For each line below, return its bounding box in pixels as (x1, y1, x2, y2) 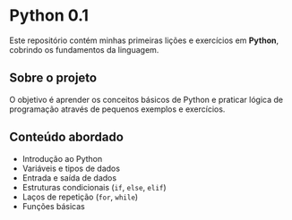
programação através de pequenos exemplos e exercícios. (9, 104, 226, 114)
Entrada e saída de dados (21, 172, 117, 183)
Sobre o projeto (9, 71, 97, 86)
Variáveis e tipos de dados (21, 163, 121, 173)
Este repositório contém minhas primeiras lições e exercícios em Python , (9, 35, 279, 46)
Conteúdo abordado (9, 130, 124, 145)
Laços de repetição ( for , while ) (21, 191, 139, 202)
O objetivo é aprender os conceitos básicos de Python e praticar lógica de (9, 94, 284, 105)
